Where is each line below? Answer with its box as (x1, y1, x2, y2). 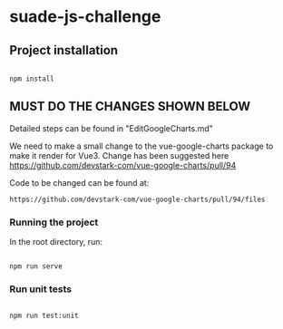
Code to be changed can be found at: (9, 177, 150, 188)
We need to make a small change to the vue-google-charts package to (9, 140, 274, 151)
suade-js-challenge (9, 6, 161, 27)
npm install (9, 74, 54, 83)
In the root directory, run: (9, 237, 102, 247)
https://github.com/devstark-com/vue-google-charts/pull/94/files (9, 195, 266, 204)
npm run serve (9, 262, 63, 271)
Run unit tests (9, 283, 73, 295)
